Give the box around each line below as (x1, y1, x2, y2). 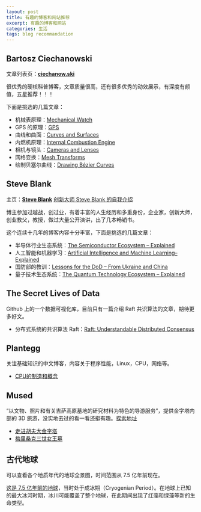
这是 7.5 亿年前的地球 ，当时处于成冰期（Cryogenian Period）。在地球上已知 (6, 484, 191, 491)
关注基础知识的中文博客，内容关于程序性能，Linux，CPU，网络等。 (6, 360, 173, 367)
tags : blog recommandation (6, 31, 74, 37)
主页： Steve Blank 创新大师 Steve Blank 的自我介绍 (6, 196, 133, 203)
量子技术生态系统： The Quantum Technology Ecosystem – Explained (14, 270, 185, 277)
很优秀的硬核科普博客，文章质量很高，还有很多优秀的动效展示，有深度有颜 (6, 82, 190, 90)
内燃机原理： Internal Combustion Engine (14, 138, 116, 146)
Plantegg (6, 343, 41, 353)
